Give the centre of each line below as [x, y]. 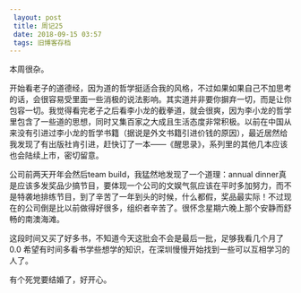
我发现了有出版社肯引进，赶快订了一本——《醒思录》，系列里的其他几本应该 [149, 144]
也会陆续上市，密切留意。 [56, 155]
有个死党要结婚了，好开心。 [60, 280]
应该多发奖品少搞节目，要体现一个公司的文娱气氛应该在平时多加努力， [146, 185]
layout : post [38, 17]
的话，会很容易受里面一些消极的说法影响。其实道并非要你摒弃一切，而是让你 [150, 99]
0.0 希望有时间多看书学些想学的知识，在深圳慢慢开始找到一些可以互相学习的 [150, 250]
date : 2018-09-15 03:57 [57, 34]
